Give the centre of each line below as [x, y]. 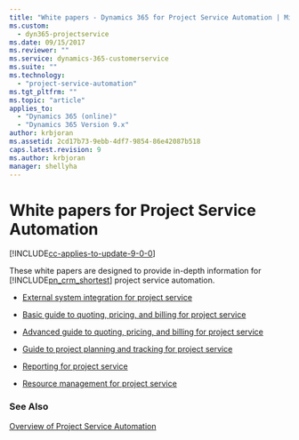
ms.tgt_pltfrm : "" [43, 92]
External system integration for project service [107, 298]
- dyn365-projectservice [63, 34]
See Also [29, 407]
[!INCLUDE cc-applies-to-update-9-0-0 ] [82, 253]
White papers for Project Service [133, 210]
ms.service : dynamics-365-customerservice [89, 59]
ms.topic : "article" [48, 100]
